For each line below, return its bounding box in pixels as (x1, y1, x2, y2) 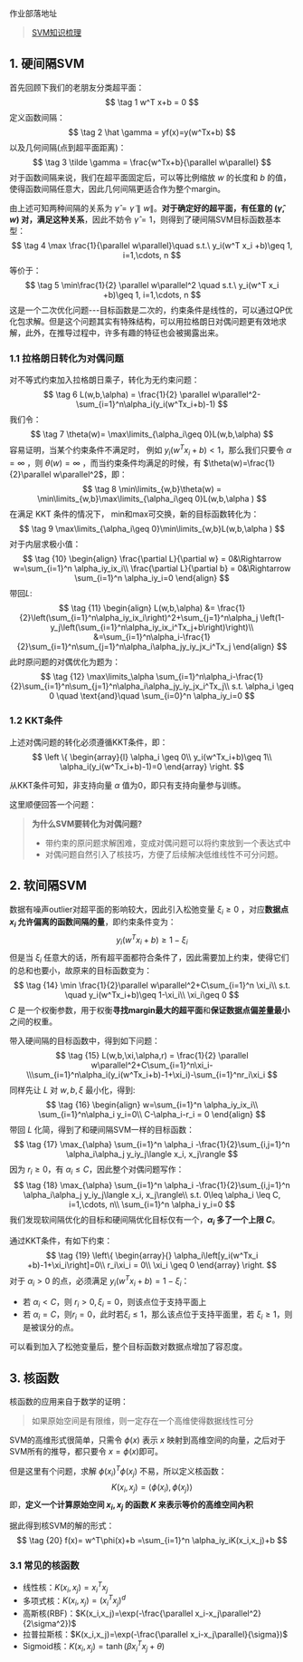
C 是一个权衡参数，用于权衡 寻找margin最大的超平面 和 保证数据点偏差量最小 (9, 1004, 290, 1015)
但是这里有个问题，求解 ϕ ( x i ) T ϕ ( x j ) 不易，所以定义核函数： (9, 1464, 228, 1479)
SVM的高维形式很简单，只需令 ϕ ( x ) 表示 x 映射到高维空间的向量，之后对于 (9, 1435, 287, 1445)
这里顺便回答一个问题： (9, 798, 97, 809)
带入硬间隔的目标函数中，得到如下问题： (9, 1035, 160, 1046)
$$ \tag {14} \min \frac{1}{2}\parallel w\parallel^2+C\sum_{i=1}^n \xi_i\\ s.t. (13, 980, 291, 990)
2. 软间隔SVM (9, 878, 88, 894)
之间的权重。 (9, 1016, 57, 1027)
